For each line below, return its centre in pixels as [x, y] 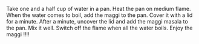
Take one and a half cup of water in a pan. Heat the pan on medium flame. [99, 9]
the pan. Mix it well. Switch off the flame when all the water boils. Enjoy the [99, 28]
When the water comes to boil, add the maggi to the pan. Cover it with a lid [99, 15]
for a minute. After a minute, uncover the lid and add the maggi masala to [97, 21]
